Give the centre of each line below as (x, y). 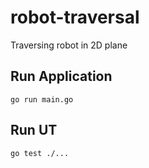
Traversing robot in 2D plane (69, 45)
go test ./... (40, 153)
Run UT (34, 130)
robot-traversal (75, 17)
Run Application (61, 76)
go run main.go (42, 99)
